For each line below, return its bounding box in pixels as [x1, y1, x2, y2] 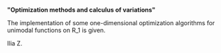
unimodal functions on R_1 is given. [7, 26, 106, 34]
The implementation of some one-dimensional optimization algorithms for [7, 19, 215, 26]
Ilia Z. [7, 39, 23, 47]
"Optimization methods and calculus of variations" [7, 6, 156, 14]
